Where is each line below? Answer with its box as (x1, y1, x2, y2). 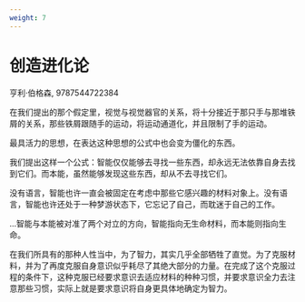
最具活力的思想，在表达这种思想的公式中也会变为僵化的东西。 (9, 137, 241, 148)
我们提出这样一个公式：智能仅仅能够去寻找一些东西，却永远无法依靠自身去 (9, 156, 288, 167)
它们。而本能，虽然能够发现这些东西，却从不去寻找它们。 (16, 167, 232, 178)
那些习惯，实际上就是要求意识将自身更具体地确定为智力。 (16, 283, 232, 294)
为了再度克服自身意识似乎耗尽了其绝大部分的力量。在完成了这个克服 (33, 260, 288, 271)
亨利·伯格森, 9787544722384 (9, 87, 120, 98)
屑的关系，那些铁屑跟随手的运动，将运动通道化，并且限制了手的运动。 (9, 117, 272, 128)
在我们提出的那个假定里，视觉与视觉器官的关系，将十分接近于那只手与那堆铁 (9, 106, 296, 117)
